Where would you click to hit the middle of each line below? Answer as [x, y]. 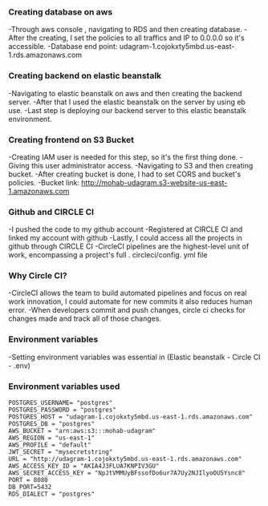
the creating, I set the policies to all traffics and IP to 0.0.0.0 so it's [136, 38]
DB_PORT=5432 [30, 488]
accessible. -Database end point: [63, 47]
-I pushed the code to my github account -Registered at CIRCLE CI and [126, 229]
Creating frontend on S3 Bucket [71, 140]
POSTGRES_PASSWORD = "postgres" [62, 410]
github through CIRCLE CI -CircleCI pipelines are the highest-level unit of [129, 246]
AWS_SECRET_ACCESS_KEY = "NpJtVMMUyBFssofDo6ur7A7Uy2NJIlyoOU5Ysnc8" [127, 473]
